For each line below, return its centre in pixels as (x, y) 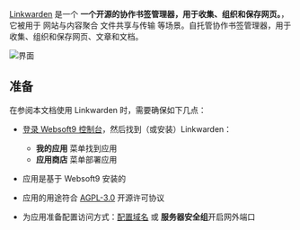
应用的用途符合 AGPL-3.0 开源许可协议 (93, 198)
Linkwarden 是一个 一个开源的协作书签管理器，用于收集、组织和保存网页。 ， (149, 14)
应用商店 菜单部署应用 (76, 159)
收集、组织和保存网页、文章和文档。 (76, 36)
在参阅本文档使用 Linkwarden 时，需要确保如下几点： (108, 110)
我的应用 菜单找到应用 (76, 148)
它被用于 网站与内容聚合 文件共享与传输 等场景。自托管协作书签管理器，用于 (150, 25)
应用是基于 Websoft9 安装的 (74, 178)
